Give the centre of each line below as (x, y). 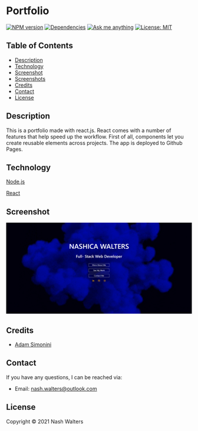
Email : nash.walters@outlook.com (56, 389)
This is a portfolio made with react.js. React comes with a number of (89, 130)
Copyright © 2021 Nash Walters (45, 421)
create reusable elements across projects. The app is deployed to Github (94, 143)
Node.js (16, 182)
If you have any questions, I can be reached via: (64, 377)
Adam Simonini (33, 345)
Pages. (14, 149)
